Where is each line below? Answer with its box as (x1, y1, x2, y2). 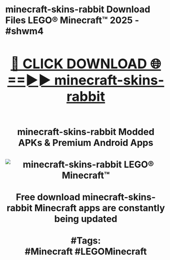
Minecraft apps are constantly (34, 202, 165, 213)
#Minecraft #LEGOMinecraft (25, 246, 147, 257)
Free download (16, 191, 81, 203)
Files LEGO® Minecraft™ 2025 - (5, 14, 139, 26)
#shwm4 (5, 26, 44, 37)
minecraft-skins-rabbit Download (5, 4, 151, 15)
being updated (54, 213, 117, 225)
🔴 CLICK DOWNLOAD (10, 55, 147, 72)
